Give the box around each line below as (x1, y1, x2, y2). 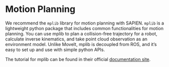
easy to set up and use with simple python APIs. (5, 46, 105, 52)
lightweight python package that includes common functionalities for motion (5, 25, 164, 31)
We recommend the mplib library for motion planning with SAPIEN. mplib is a (5, 20, 164, 26)
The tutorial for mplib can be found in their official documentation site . (5, 56, 151, 62)
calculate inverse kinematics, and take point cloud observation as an (5, 36, 148, 42)
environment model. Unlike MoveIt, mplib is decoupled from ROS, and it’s (5, 41, 157, 47)
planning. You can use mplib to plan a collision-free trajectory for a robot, (5, 30, 157, 36)
